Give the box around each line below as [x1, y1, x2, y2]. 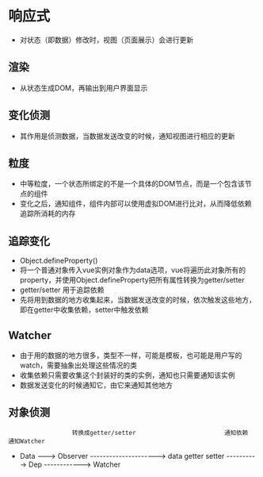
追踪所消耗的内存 [19, 209, 76, 218]
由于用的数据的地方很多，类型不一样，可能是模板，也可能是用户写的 [19, 351, 242, 360]
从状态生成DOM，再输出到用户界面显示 [19, 83, 148, 92]
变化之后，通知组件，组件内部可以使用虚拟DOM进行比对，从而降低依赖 [19, 199, 252, 209]
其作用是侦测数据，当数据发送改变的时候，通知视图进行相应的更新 [19, 131, 235, 140]
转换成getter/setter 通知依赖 [71, 429, 249, 437]
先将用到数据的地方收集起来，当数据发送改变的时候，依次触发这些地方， [19, 295, 256, 305]
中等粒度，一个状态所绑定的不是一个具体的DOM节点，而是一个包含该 [19, 179, 246, 189]
